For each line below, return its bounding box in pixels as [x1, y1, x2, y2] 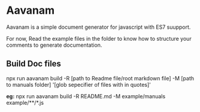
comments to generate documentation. [6, 41, 102, 49]
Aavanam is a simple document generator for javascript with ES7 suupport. [6, 23, 191, 31]
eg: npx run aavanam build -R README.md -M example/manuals [6, 92, 166, 99]
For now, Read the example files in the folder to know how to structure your [6, 35, 192, 42]
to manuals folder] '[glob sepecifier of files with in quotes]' [6, 81, 151, 88]
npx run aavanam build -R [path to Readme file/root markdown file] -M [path [6, 74, 195, 81]
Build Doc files [6, 59, 62, 69]
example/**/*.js [6, 99, 44, 106]
